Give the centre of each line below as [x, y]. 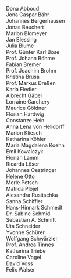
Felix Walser [21, 270]
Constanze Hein [25, 120]
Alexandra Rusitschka [32, 195]
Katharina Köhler [26, 139]
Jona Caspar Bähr [28, 15]
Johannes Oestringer [31, 170]
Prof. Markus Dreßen [31, 83]
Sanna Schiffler [24, 201]
